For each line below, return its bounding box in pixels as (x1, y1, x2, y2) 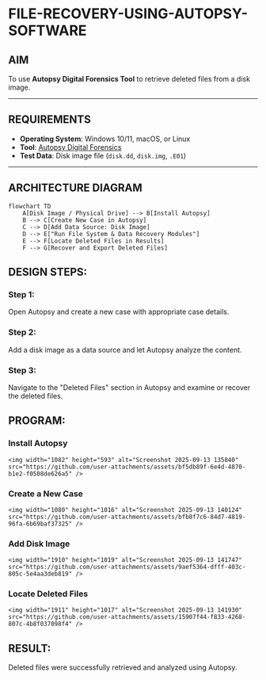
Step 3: (8, 365, 37, 376)
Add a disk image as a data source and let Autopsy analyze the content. (8, 345, 243, 354)
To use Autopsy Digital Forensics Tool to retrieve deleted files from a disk (8, 74, 251, 83)
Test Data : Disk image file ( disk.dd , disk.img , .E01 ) (19, 151, 187, 160)
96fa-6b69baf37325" (8, 520, 73, 528)
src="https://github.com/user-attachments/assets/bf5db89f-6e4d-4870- (8, 463, 246, 471)
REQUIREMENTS (8, 113, 91, 127)
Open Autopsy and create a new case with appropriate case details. (8, 307, 230, 317)
